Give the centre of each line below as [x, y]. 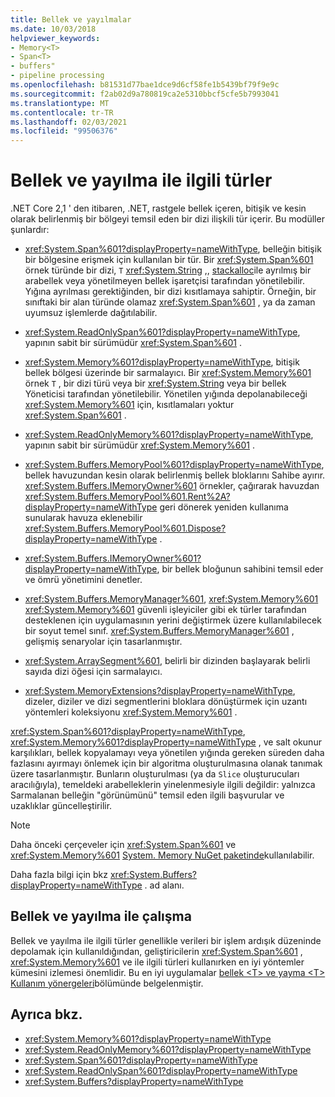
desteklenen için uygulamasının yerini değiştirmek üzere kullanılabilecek [173, 620]
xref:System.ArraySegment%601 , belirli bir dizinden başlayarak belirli [167, 661]
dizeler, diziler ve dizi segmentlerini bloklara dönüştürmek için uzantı [166, 702]
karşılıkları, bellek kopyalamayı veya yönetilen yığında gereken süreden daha [167, 753]
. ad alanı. [164, 885]
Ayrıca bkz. [46, 1014]
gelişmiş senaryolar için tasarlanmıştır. [103, 642]
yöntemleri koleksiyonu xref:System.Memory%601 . [131, 712]
